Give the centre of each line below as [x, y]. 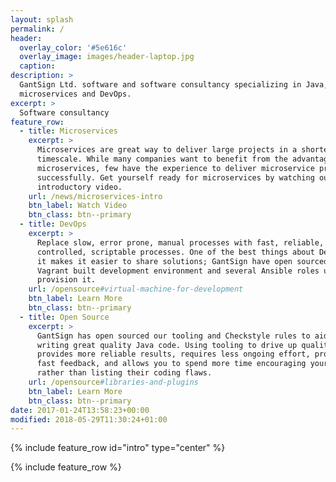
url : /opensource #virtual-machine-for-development [136, 289]
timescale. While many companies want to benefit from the [162, 159]
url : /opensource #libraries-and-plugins [113, 382]
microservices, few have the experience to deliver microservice [175, 168]
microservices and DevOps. [75, 94]
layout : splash [42, 19]
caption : [37, 66]
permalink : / [37, 29]
